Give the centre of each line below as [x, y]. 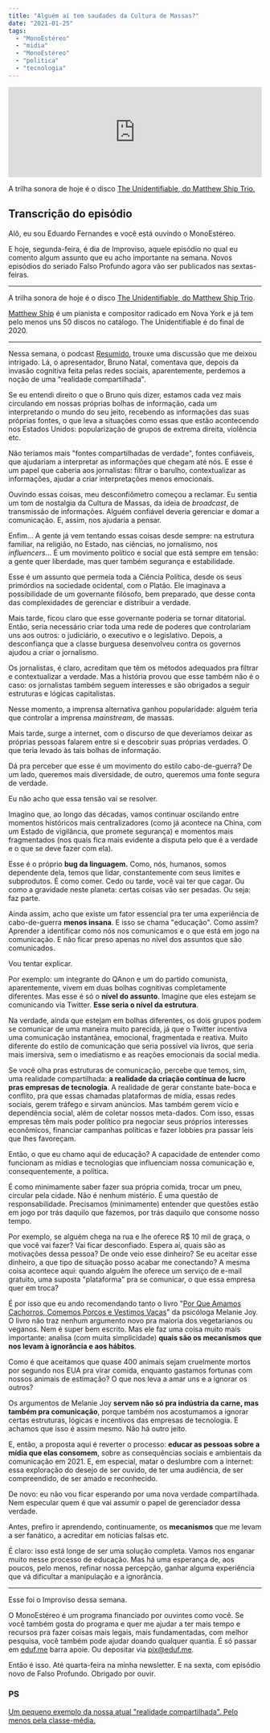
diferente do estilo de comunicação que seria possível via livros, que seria [131, 1046]
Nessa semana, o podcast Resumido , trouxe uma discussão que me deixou [133, 353]
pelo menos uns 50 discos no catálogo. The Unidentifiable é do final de [127, 322]
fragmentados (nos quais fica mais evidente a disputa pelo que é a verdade [133, 840]
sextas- [244, 266]
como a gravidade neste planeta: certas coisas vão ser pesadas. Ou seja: [129, 889]
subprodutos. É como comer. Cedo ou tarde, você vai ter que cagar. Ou [127, 881]
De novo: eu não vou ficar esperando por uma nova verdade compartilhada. [134, 1494]
